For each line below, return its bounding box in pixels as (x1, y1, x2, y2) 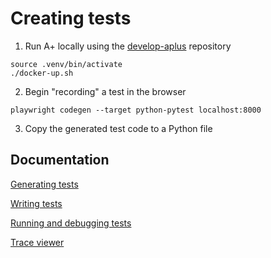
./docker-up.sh (10, 68, 74, 78)
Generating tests (10, 178, 79, 190)
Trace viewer (10, 236, 65, 248)
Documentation (10, 152, 110, 169)
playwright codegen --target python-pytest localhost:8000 (10, 105, 262, 115)
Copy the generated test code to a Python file (24, 122, 213, 134)
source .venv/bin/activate (10, 59, 123, 69)
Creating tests (10, 7, 132, 30)
